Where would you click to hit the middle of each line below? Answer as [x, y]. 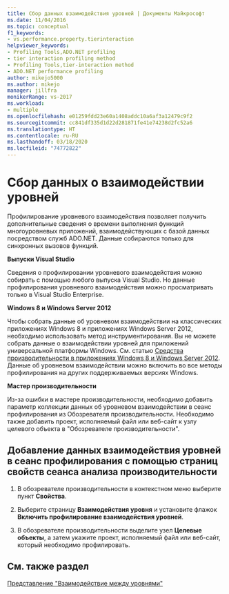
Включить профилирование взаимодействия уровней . [100, 517]
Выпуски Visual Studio [41, 259]
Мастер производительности [52, 386]
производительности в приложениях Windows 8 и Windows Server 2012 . [114, 358]
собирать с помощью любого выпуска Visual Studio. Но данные [101, 280]
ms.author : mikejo [33, 84]
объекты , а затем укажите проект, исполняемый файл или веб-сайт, [119, 537]
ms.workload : [26, 104]
